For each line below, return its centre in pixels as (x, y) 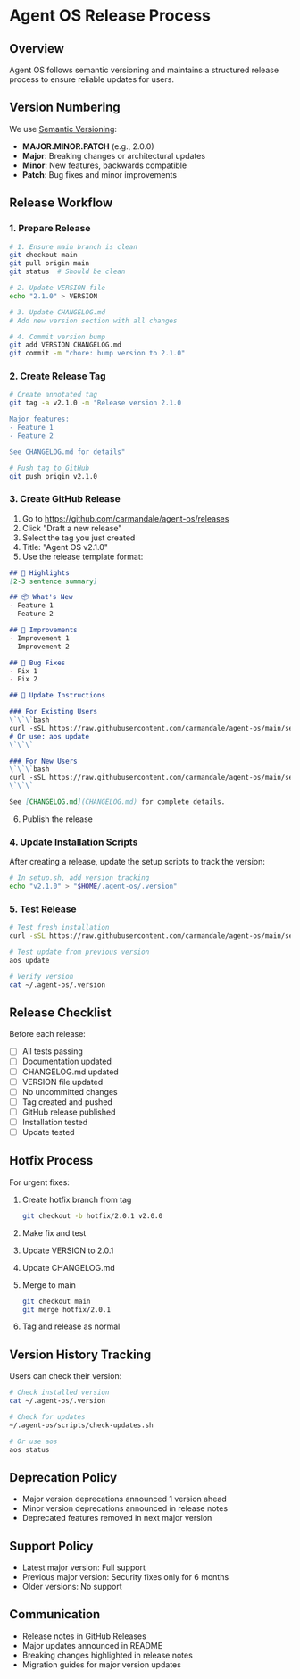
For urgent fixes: (39, 1182)
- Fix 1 (24, 671)
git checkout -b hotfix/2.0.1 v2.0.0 (92, 1215)
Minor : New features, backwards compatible (104, 165)
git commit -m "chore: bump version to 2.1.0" (97, 354)
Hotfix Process (51, 1161)
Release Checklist (60, 1012)
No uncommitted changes (70, 1091)
